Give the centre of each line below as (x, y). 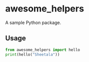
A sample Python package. (33, 22)
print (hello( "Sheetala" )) (32, 54)
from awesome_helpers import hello (43, 50)
